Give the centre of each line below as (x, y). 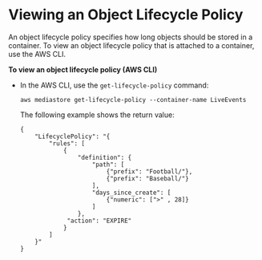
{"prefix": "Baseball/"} (148, 178)
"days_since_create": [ (131, 193)
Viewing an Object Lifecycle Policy (126, 15)
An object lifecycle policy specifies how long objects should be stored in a (131, 37)
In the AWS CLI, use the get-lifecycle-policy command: (114, 85)
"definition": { (105, 157)
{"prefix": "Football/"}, (149, 171)
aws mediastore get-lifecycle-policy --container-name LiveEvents (133, 100)
